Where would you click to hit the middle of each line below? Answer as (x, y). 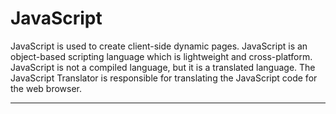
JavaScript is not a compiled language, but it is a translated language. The (163, 67)
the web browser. (46, 88)
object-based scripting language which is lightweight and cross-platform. (161, 56)
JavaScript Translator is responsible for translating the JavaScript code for (164, 78)
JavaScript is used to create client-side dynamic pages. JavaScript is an (159, 46)
